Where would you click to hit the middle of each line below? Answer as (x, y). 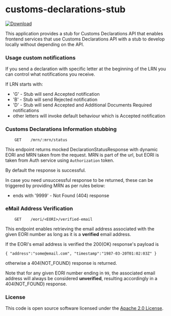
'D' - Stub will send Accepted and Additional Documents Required (82, 105)
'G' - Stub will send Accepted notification (56, 94)
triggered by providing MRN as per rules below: (55, 185)
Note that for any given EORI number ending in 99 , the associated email (80, 273)
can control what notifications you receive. (50, 74)
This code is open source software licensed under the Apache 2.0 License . (84, 308)
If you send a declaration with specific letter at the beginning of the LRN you (86, 69)
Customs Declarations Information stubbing (61, 129)
